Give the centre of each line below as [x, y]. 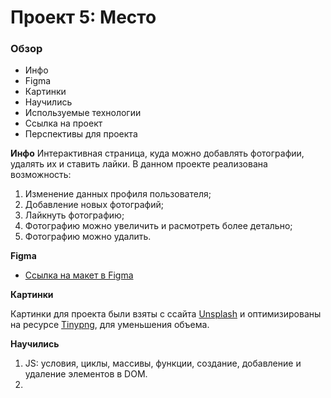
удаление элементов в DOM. [86, 374]
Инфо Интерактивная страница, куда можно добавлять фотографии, [157, 153]
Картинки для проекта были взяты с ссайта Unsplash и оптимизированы [166, 314]
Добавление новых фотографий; [94, 205]
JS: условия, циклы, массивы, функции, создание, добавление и [163, 363]
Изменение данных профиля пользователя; [118, 194]
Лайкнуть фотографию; [74, 215]
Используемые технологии [83, 113]
